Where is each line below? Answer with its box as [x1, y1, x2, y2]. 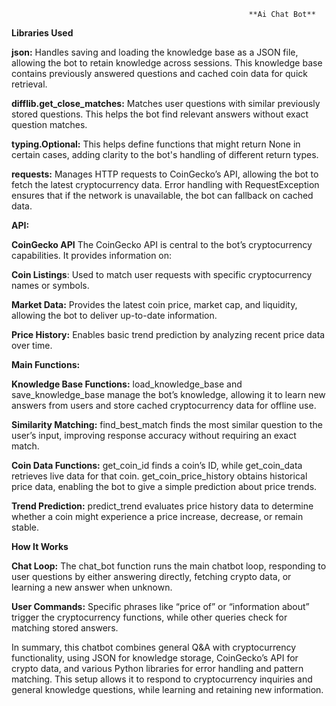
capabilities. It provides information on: [11, 250, 173, 261]
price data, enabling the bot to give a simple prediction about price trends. [11, 481, 318, 492]
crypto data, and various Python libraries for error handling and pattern [11, 663, 304, 674]
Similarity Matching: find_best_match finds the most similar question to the [11, 419, 323, 430]
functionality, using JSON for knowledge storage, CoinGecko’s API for [11, 652, 299, 664]
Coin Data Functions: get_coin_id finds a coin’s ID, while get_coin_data [11, 460, 303, 471]
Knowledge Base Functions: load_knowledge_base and [11, 378, 243, 390]
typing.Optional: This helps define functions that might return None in [11, 138, 301, 150]
